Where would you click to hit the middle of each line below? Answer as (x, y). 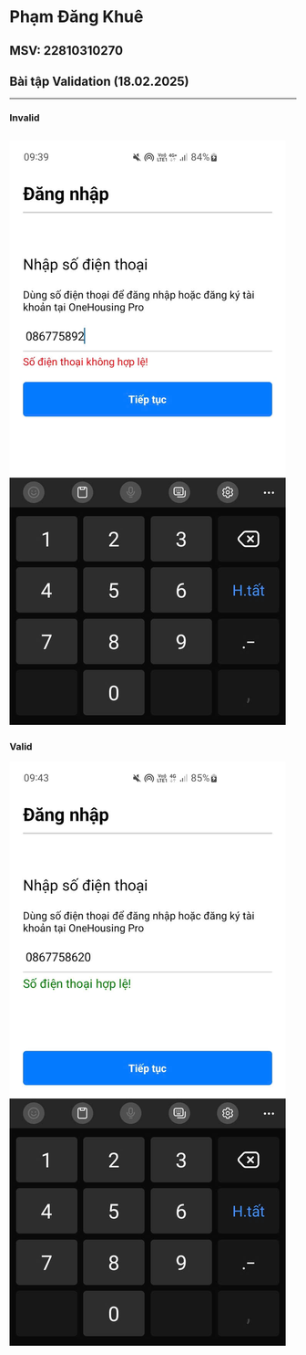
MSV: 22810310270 (66, 51)
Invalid (25, 118)
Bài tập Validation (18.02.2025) (99, 81)
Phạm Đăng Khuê (76, 17)
